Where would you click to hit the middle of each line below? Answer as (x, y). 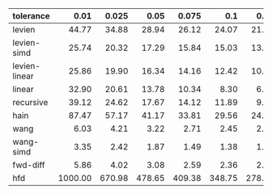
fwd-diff (29, 165)
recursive (30, 102)
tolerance (31, 16)
